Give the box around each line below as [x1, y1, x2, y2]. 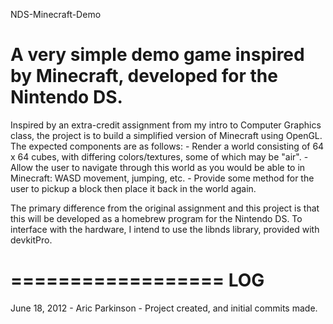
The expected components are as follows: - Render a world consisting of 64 [10, 140, 325, 152]
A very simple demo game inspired [10, 44, 305, 66]
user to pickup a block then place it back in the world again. [10, 182, 257, 194]
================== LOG [10, 269, 265, 292]
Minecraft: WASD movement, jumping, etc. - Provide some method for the [10, 172, 315, 184]
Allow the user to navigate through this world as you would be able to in [10, 161, 306, 173]
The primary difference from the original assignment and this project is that [10, 202, 320, 214]
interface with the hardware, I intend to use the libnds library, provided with [10, 223, 320, 235]
